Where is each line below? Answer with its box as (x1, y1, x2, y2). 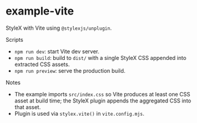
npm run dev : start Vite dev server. (14, 47, 100, 55)
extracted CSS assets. (14, 61, 70, 68)
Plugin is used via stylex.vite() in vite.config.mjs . (14, 110, 144, 117)
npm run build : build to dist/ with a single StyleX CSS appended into (14, 54, 187, 61)
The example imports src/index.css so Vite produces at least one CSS (14, 90, 191, 98)
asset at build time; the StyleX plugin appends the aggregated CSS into (14, 97, 192, 104)
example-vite (5, 4, 74, 18)
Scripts (5, 36, 24, 43)
